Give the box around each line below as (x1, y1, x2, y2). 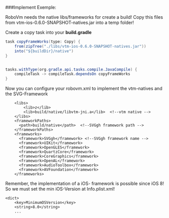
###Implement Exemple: (5, 5, 57, 10)
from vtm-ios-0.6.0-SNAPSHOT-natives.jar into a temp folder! (5, 20, 134, 25)
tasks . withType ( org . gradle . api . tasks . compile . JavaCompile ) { (5, 67, 138, 72)
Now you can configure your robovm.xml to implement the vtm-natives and (5, 86, 162, 92)
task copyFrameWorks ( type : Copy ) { (5, 39, 81, 44)
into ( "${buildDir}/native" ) (14, 48, 74, 54)
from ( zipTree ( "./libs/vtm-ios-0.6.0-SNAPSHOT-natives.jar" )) (14, 44, 146, 49)
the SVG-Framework (5, 91, 48, 97)
